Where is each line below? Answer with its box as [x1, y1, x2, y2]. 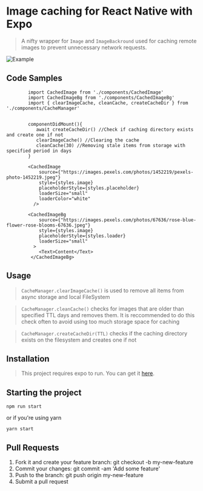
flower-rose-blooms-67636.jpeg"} [6, 222, 91, 228]
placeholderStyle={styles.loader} [38, 233, 126, 239]
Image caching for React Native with [6, 4, 193, 18]
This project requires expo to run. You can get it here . [21, 369, 155, 377]
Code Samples [6, 73, 62, 83]
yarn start [6, 426, 34, 432]
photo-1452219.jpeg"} [6, 174, 61, 180]
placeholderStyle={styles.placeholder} [38, 185, 139, 191]
